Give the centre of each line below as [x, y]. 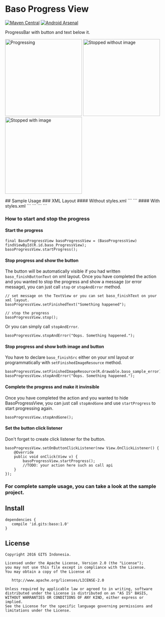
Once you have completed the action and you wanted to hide [67, 398]
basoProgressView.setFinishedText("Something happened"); [66, 305]
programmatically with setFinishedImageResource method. [64, 363]
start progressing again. [29, 408]
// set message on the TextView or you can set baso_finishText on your [81, 296]
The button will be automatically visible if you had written [63, 271]
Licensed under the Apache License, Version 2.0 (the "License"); [74, 563]
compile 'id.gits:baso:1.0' [40, 524]
